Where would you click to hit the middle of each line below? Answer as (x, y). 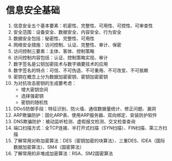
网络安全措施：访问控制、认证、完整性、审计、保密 (67, 44)
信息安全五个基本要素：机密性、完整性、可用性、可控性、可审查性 (83, 26)
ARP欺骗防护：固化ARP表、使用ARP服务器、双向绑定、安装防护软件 (85, 115)
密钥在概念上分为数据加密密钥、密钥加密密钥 (61, 77)
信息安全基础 (33, 10)
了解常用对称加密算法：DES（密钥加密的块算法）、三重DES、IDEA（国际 (89, 141)
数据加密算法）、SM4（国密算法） (49, 147)
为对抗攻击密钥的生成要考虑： (45, 83)
